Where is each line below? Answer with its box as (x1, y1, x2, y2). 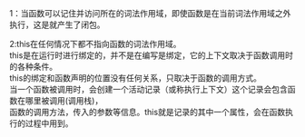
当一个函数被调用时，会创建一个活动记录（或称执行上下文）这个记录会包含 (9, 84, 288, 94)
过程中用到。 (25, 118, 74, 129)
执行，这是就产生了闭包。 (9, 19, 105, 30)
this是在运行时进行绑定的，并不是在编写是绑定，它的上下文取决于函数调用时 (9, 50, 293, 61)
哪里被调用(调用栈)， (25, 95, 103, 106)
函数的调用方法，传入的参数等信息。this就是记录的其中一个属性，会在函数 (9, 107, 286, 117)
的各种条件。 (9, 62, 57, 72)
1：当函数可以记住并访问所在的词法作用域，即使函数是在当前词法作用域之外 (9, 8, 291, 18)
